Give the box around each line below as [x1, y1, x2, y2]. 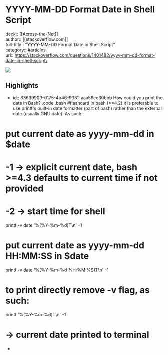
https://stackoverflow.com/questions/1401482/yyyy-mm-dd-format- [14, 52, 155, 58]
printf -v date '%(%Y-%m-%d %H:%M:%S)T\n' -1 [5, 267, 109, 273]
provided [5, 183, 44, 194]
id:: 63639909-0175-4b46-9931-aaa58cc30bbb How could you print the [12, 94, 163, 101]
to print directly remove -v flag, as [5, 284, 150, 296]
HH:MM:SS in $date [5, 250, 89, 262]
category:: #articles [5, 47, 46, 53]
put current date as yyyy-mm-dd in [5, 128, 154, 139]
